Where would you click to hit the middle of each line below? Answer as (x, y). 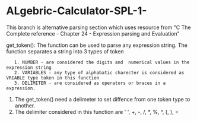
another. (25, 106)
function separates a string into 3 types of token (65, 51)
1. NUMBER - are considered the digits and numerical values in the (102, 62)
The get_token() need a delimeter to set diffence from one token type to (102, 99)
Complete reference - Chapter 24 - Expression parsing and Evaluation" (93, 33)
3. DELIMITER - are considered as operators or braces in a (90, 83)
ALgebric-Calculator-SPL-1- (77, 11)
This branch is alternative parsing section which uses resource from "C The (99, 27)
